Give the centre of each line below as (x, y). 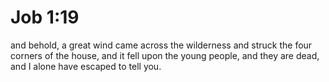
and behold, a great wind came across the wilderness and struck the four (161, 45)
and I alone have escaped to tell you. (86, 66)
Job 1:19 (45, 17)
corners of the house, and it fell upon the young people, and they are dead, (165, 55)
